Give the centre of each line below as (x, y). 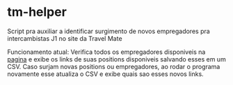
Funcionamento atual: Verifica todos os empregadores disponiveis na (106, 52)
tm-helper (37, 12)
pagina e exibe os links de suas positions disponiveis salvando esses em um (116, 59)
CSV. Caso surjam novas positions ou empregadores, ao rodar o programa (114, 66)
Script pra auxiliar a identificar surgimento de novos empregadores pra (109, 31)
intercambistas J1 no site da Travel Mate (65, 38)
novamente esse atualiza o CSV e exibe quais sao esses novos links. (105, 74)
